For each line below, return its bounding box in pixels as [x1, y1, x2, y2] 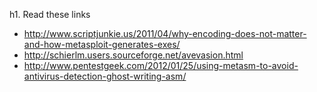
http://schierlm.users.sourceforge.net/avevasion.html [23, 49, 244, 61]
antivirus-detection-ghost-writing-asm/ [23, 70, 187, 82]
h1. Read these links [9, 9, 91, 20]
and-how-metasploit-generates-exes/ [23, 39, 181, 50]
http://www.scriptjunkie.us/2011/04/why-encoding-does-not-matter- [23, 28, 307, 39]
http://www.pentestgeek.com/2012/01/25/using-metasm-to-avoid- [23, 60, 299, 71]
